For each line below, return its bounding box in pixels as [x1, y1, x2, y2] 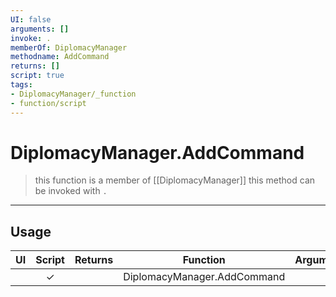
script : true [10, 71, 65, 81]
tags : [10, 80, 33, 90]
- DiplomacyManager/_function [10, 89, 137, 99]
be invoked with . [34, 185, 108, 197]
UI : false [10, 14, 52, 25]
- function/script [10, 98, 87, 108]
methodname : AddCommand [10, 52, 110, 62]
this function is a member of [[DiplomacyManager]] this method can [34, 174, 316, 186]
